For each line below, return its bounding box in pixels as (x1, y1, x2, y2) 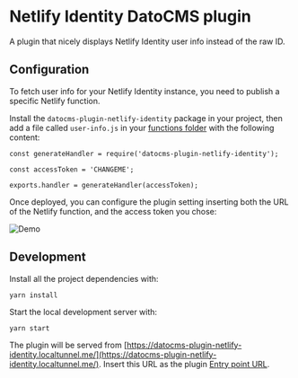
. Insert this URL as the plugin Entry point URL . (98, 358, 270, 369)
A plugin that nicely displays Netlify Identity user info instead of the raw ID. (9, 36, 285, 47)
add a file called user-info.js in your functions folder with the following (9, 122, 275, 133)
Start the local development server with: (9, 306, 158, 317)
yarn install (9, 290, 58, 300)
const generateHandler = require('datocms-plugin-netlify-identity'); (9, 149, 279, 158)
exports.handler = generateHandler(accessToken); (9, 180, 199, 189)
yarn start (9, 323, 50, 333)
